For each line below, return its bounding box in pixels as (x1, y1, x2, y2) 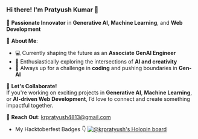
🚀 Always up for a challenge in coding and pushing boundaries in (14, 65, 178, 72)
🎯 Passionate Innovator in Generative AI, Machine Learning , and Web (6, 19, 183, 27)
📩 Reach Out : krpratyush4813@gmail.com (6, 114, 111, 121)
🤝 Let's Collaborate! (6, 83, 57, 90)
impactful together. (6, 102, 54, 109)
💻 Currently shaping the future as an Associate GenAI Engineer (14, 50, 176, 57)
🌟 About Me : (6, 37, 38, 45)
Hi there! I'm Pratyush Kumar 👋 (6, 5, 99, 14)
